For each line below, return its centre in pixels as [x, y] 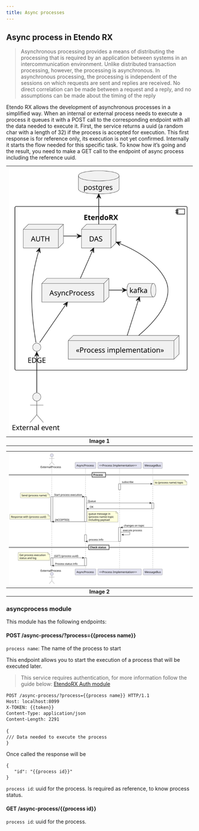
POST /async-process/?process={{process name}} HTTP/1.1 [78, 696]
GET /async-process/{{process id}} [51, 808]
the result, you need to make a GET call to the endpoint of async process [95, 151]
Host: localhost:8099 [33, 702]
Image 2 [99, 592]
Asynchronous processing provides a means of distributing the [97, 52]
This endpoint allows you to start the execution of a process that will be [93, 660]
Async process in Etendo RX [60, 38]
